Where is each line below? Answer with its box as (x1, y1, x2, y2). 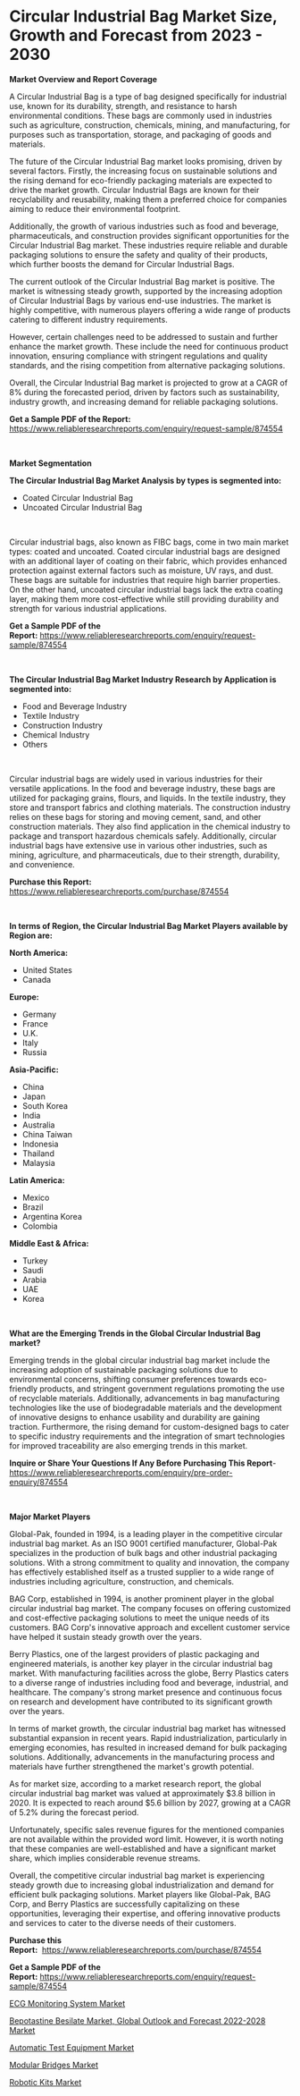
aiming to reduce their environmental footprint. (9, 203, 181, 214)
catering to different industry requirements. (9, 314, 168, 325)
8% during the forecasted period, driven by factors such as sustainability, (9, 386, 279, 397)
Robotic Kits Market (9, 2076, 82, 2087)
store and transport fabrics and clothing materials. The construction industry (9, 802, 291, 813)
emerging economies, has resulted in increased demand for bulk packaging (9, 1742, 287, 1753)
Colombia (21, 1221, 58, 1231)
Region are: (9, 930, 54, 941)
